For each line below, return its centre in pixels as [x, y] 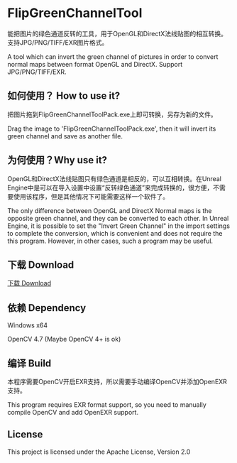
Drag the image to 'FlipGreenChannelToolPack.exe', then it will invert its [112, 129]
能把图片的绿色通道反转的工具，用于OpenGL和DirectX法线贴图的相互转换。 [117, 33]
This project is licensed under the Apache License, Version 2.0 [99, 452]
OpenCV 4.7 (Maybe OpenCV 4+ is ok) [64, 339]
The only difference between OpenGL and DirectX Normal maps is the [110, 210]
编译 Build [29, 363]
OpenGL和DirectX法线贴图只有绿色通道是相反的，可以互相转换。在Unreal [115, 178]
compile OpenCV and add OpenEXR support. [73, 412]
